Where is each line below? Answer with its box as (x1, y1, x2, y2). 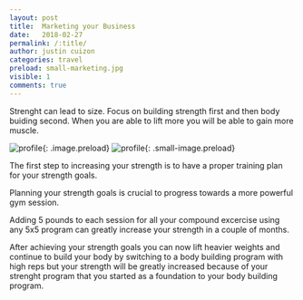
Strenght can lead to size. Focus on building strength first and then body (9, 105, 280, 116)
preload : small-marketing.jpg (9, 64, 124, 73)
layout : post (9, 13, 59, 23)
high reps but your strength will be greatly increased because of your (9, 260, 269, 272)
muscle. (9, 124, 39, 136)
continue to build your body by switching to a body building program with (9, 251, 284, 262)
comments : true (9, 81, 67, 90)
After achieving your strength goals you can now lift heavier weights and (9, 241, 280, 252)
